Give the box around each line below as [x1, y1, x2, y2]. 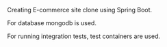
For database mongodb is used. [7, 19, 97, 27]
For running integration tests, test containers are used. [7, 32, 161, 40]
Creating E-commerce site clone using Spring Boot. [7, 6, 153, 14]
